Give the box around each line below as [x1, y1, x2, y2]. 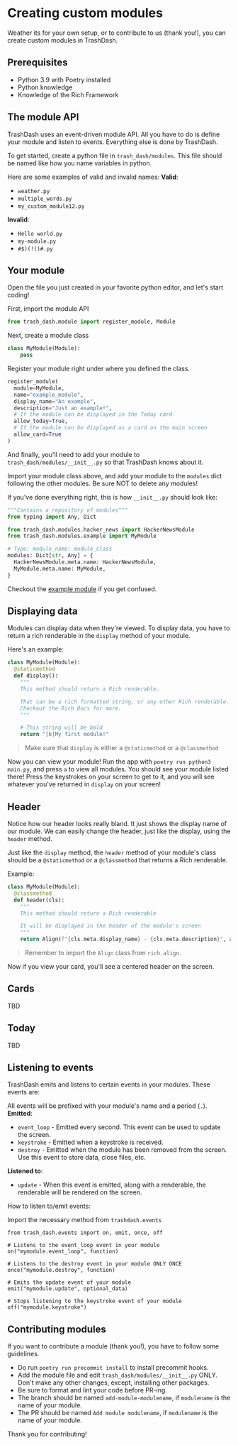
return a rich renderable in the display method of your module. [7, 632, 191, 640]
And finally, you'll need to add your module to [7, 450, 140, 458]
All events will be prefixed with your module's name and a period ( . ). [7, 1101, 208, 1110]
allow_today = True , [13, 417, 69, 425]
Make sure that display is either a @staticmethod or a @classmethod [24, 744, 219, 752]
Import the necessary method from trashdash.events [7, 1216, 162, 1224]
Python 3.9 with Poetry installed [17, 75, 111, 84]
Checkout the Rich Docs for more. [20, 705, 122, 712]
